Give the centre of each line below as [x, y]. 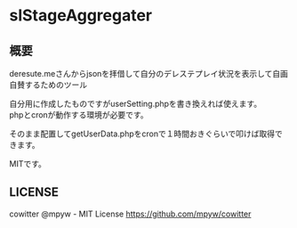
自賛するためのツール [48, 85]
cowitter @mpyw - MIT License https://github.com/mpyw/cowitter [130, 214]
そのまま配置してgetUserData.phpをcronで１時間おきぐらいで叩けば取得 [142, 134]
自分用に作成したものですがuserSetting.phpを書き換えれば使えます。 [136, 104]
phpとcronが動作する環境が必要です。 [79, 115]
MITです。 [28, 164]
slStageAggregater [81, 16]
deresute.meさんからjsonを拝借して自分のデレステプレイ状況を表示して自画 [149, 73]
